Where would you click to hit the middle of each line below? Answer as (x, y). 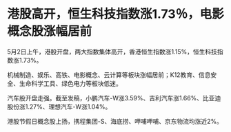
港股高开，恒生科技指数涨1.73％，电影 (115, 14)
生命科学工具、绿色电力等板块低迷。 (70, 83)
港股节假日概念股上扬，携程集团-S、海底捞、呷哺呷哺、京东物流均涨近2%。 (115, 121)
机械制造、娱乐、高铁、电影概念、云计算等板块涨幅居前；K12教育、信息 (109, 75)
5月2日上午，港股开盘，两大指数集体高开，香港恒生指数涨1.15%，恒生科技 (112, 52)
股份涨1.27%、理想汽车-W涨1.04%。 (59, 107)
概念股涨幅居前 (50, 31)
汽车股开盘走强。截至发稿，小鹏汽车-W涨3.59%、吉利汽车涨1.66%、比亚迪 (114, 98)
